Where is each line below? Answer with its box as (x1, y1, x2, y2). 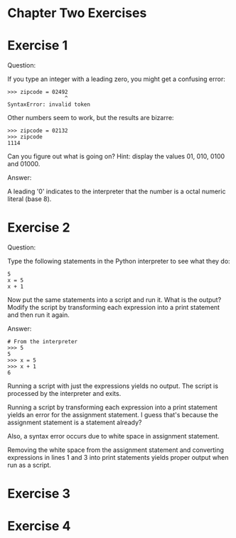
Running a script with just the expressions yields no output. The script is (7, 382, 219, 390)
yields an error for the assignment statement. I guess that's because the (7, 411, 219, 419)
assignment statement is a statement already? (7, 418, 142, 427)
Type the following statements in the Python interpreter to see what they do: (7, 257, 230, 266)
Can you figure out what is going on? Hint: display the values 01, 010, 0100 (7, 152, 225, 161)
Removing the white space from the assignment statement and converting (7, 446, 224, 454)
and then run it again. (7, 311, 70, 319)
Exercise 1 (7, 38, 68, 54)
